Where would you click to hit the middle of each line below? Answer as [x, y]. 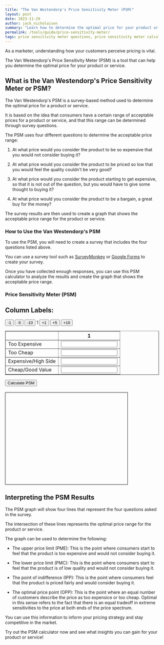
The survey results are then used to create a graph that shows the [72, 213]
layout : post [18, 14]
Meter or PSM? [28, 89]
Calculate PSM [21, 383]
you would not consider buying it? [46, 155]
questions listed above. [28, 247]
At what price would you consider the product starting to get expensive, [84, 179]
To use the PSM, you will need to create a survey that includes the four [76, 242]
